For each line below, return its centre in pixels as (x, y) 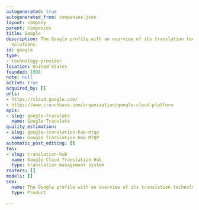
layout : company (26, 22)
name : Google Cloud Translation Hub (57, 160)
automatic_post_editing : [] (41, 143)
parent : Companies (29, 28)
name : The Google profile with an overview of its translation (91, 187)
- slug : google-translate (38, 116)
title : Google (24, 34)
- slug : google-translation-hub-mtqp (53, 132)
